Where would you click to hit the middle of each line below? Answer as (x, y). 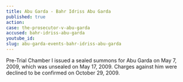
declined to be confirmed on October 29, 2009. (63, 73)
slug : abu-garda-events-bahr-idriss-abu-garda (64, 44)
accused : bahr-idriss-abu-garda (45, 33)
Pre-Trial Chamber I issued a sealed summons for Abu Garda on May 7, (91, 60)
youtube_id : (20, 38)
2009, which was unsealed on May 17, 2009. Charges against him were (91, 66)
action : (15, 22)
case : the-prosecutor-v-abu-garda (48, 28)
